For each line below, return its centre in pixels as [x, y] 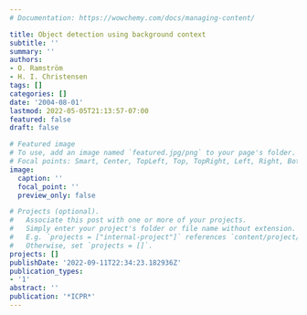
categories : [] [38, 94]
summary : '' [32, 51]
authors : [26, 60]
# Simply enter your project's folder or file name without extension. [153, 229]
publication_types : [47, 271]
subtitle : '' [34, 43]
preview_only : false [57, 195]
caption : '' [41, 178]
